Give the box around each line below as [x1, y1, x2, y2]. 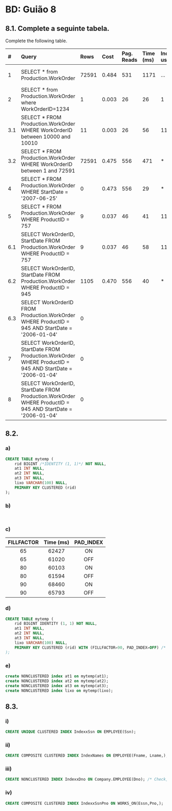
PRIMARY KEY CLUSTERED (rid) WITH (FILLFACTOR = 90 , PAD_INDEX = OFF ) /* [14, 645, 166, 650]
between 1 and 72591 [21, 167, 75, 174]
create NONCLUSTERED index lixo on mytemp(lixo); [5, 688, 114, 693]
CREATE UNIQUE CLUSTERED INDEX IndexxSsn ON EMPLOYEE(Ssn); [5, 729, 137, 734]
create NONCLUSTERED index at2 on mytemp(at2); [5, 678, 109, 684]
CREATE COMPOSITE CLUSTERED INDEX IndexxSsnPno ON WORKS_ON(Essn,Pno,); [5, 801, 164, 806]
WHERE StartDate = [21, 189, 69, 195]
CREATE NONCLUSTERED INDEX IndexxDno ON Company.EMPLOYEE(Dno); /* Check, [5, 777, 168, 782]
